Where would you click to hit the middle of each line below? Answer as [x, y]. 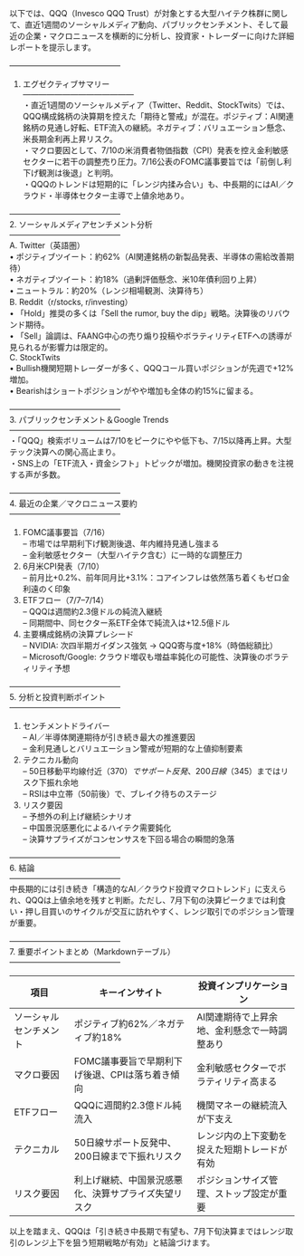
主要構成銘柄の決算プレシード [78, 634]
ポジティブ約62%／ [116, 1024]
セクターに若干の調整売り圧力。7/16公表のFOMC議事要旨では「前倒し [153, 162]
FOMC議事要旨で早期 [119, 1061]
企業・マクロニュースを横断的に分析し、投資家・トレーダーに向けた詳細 [160, 36]
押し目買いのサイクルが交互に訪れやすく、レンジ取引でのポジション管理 [160, 911]
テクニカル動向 [50, 760]
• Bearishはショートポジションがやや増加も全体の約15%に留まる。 [134, 391]
